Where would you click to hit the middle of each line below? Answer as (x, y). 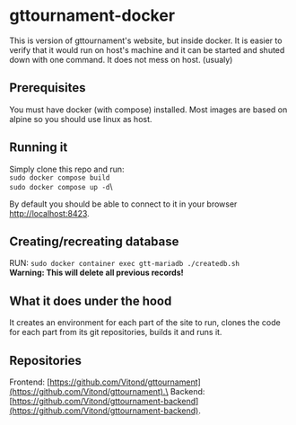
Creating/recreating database (94, 241)
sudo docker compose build (60, 177)
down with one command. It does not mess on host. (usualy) (121, 59)
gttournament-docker (92, 16)
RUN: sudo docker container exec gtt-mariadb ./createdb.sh (125, 263)
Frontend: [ (30, 382)
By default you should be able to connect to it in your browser (123, 204)
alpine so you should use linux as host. (81, 119)
